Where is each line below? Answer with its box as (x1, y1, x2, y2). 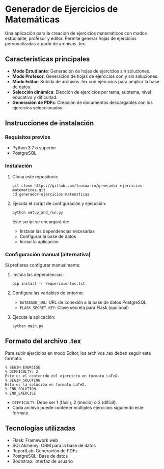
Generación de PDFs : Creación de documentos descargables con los (12, 100, 153, 105)
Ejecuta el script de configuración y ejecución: (12, 201, 107, 206)
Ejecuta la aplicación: (12, 314, 55, 320)
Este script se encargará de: (12, 218, 70, 225)
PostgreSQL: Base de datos (12, 453, 68, 459)
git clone (12, 183, 33, 188)
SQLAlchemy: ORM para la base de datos (12, 442, 96, 448)
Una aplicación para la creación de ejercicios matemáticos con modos (5, 30, 147, 36)
